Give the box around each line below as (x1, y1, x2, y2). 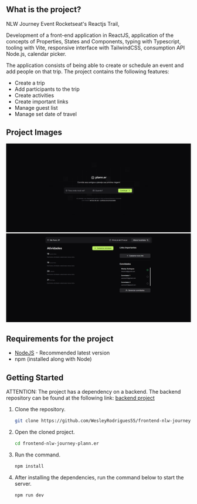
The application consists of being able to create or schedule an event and (6, 62, 184, 69)
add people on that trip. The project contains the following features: (6, 67, 169, 75)
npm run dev (14, 492, 44, 498)
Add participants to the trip (14, 85, 80, 93)
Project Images (6, 127, 63, 137)
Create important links (14, 98, 69, 105)
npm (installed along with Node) (14, 356, 92, 363)
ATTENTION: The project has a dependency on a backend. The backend (6, 388, 181, 395)
